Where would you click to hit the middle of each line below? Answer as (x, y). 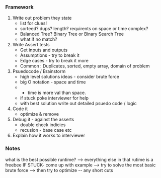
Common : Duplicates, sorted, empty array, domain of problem (85, 66)
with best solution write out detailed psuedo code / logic (78, 104)
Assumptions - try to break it (50, 55)
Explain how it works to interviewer (49, 136)
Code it (20, 109)
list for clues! (33, 23)
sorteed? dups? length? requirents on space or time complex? (84, 29)
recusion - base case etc (46, 130)
